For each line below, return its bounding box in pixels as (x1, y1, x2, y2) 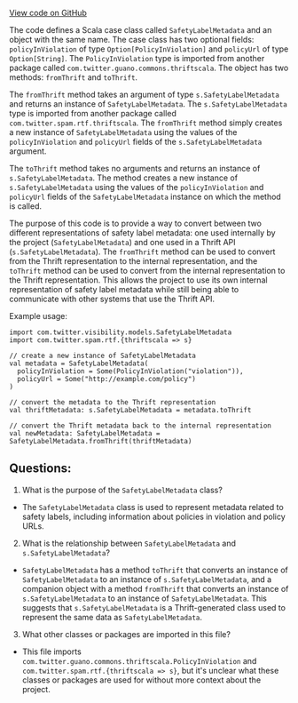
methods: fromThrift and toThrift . (9, 72, 138, 83)
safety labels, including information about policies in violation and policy (21, 511, 286, 522)
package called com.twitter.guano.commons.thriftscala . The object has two (9, 62, 289, 73)
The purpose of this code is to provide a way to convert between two (9, 218, 262, 228)
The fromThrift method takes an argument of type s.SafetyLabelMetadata (9, 89, 279, 100)
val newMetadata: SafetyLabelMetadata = (9, 429, 161, 438)
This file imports (21, 646, 82, 657)
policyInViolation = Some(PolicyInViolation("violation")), (17, 367, 244, 376)
